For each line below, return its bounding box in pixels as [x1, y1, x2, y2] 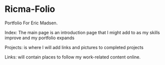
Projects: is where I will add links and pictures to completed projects [4, 44, 144, 50]
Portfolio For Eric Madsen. [4, 20, 58, 26]
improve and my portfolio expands [4, 35, 75, 41]
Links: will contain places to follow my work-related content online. [4, 54, 141, 60]
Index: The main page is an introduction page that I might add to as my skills [4, 29, 160, 35]
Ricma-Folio [4, 3, 55, 15]
